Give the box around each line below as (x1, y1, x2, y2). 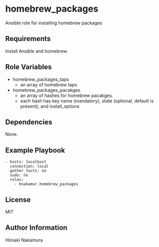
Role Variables (5, 63, 52, 72)
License (5, 195, 31, 204)
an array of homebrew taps (20, 82, 77, 88)
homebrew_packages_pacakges (12, 87, 80, 93)
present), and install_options (20, 103, 80, 109)
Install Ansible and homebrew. (5, 48, 69, 54)
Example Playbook (5, 146, 65, 155)
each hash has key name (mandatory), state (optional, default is (20, 97, 154, 104)
